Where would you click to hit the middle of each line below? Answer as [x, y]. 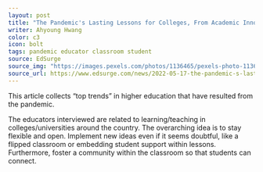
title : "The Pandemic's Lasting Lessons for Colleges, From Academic [124, 23]
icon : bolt [26, 45]
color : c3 [24, 37]
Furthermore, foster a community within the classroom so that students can [130, 152]
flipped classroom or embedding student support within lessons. [112, 144]
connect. [22, 160]
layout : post [29, 15]
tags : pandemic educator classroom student [80, 52]
